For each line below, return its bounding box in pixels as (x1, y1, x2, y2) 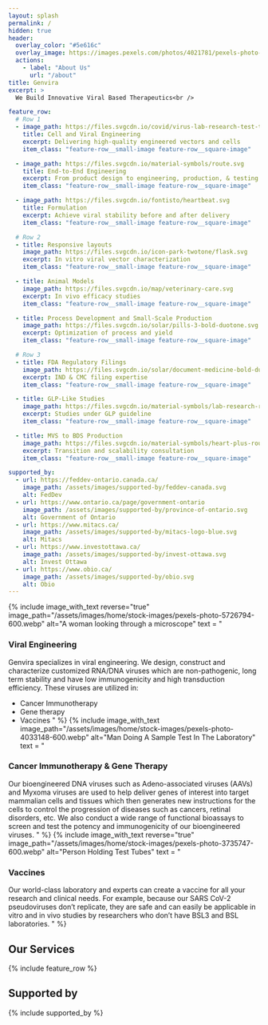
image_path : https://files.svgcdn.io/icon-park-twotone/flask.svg (22, 248, 248, 256)
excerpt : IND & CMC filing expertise (22, 373, 148, 381)
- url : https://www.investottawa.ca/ (15, 543, 141, 551)
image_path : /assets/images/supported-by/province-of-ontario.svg (22, 506, 248, 514)
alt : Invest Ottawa (22, 558, 88, 566)
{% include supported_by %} (8, 1007, 104, 1017)
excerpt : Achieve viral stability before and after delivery (22, 211, 230, 219)
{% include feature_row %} (8, 963, 97, 973)
